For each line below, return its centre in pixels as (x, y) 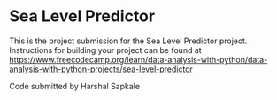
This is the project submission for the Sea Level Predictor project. (128, 41)
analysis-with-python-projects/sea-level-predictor (101, 69)
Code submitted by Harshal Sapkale (74, 86)
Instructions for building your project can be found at (105, 50)
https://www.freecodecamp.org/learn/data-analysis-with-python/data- (138, 59)
